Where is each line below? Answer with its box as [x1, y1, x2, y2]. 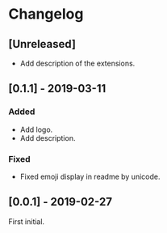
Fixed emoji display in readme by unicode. [19, 172, 161, 181]
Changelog [8, 5, 84, 23]
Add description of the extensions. [19, 58, 136, 68]
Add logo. [19, 125, 53, 134]
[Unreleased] [8, 37, 77, 51]
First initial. [8, 216, 45, 227]
